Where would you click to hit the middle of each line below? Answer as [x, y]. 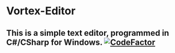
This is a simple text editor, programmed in [88, 33]
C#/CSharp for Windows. [54, 42]
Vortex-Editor [41, 11]
